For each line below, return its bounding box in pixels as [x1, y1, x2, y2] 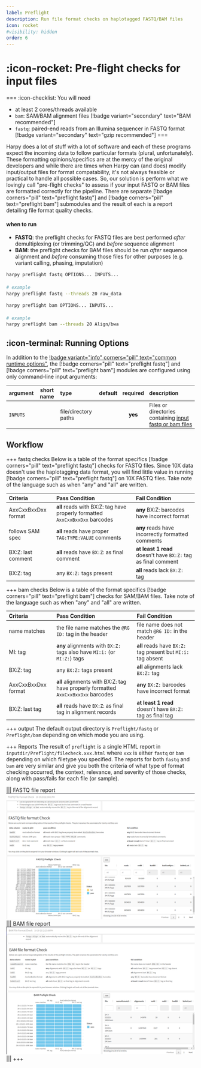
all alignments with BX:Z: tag [56, 678, 127, 685]
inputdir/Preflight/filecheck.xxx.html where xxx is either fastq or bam [6, 749, 184, 756]
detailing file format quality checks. [6, 207, 93, 214]
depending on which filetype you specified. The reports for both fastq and [6, 756, 190, 763]
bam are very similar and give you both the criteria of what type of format [6, 762, 184, 770]
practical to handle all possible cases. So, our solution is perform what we [6, 175, 188, 183]
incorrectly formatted [136, 531, 188, 538]
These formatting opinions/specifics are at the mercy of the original [6, 156, 173, 163]
